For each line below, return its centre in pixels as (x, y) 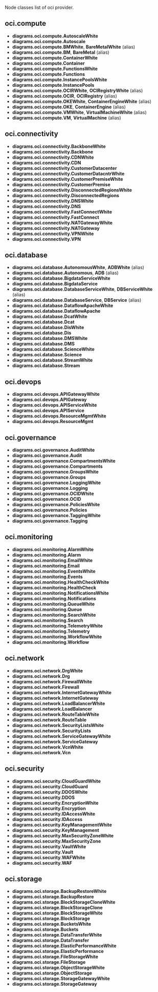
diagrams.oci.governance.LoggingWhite (56, 483)
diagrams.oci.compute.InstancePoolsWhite (60, 80)
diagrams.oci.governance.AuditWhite (53, 450)
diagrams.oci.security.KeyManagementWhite (62, 825)
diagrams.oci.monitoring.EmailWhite (52, 560)
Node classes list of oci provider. (39, 7)
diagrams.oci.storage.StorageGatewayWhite (61, 979)
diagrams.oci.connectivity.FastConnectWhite (62, 212)
